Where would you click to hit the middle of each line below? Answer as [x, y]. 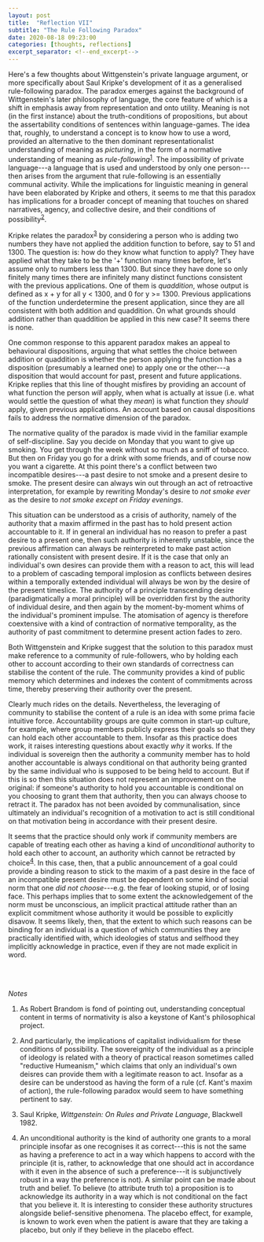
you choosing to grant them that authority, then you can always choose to [128, 796]
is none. [21, 327]
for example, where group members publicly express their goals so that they [132, 729]
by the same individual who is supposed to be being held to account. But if [129, 770]
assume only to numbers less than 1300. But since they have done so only [128, 269]
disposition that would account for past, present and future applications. [125, 376]
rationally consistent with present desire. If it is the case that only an [119, 557]
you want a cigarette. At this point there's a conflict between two [113, 466]
